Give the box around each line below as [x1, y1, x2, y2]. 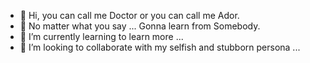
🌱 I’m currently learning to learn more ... [19, 31, 184, 42]
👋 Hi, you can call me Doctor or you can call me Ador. [19, 10, 240, 21]
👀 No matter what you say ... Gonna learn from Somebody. [19, 20, 261, 32]
